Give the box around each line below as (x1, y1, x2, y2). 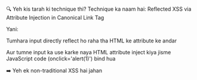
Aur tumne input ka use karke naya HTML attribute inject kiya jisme (6, 49, 171, 56)
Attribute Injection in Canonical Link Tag (6, 14, 104, 21)
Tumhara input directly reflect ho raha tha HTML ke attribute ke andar (6, 37, 177, 44)
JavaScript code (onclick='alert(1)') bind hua (6, 55, 116, 62)
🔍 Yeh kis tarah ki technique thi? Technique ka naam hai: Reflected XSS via (6, 5, 192, 13)
